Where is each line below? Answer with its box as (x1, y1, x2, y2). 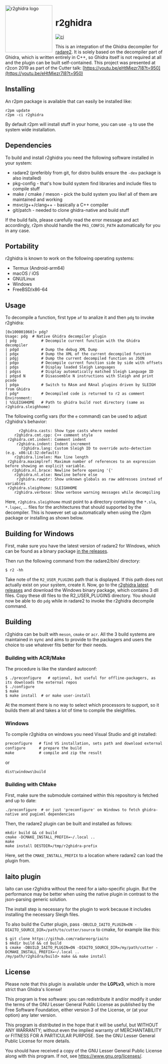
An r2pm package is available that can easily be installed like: (5, 98, 132, 104)
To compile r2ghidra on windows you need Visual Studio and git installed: (5, 731, 157, 737)
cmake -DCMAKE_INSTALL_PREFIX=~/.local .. (5, 835, 95, 840)
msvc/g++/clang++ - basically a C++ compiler (12, 201, 109, 208)
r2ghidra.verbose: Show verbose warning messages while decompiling (14, 490, 160, 495)
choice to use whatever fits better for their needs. (5, 642, 108, 648)
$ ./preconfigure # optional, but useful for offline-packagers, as (5, 675, 156, 681)
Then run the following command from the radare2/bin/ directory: (5, 558, 140, 564)
